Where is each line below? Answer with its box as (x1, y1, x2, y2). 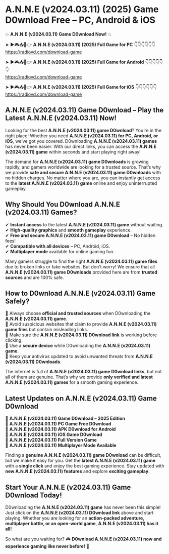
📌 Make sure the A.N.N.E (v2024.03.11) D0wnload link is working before (5, 332, 157, 338)
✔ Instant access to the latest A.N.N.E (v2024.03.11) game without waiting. (5, 221, 164, 227)
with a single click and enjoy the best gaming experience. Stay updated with (5, 463, 164, 469)
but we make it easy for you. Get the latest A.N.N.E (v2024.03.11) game (5, 457, 155, 464)
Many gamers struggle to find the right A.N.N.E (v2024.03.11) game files (5, 258, 158, 264)
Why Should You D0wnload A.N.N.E (5, 200, 120, 209)
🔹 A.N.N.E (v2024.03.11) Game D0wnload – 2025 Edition (5, 415, 125, 421)
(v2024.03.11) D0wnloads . (5, 359, 62, 365)
